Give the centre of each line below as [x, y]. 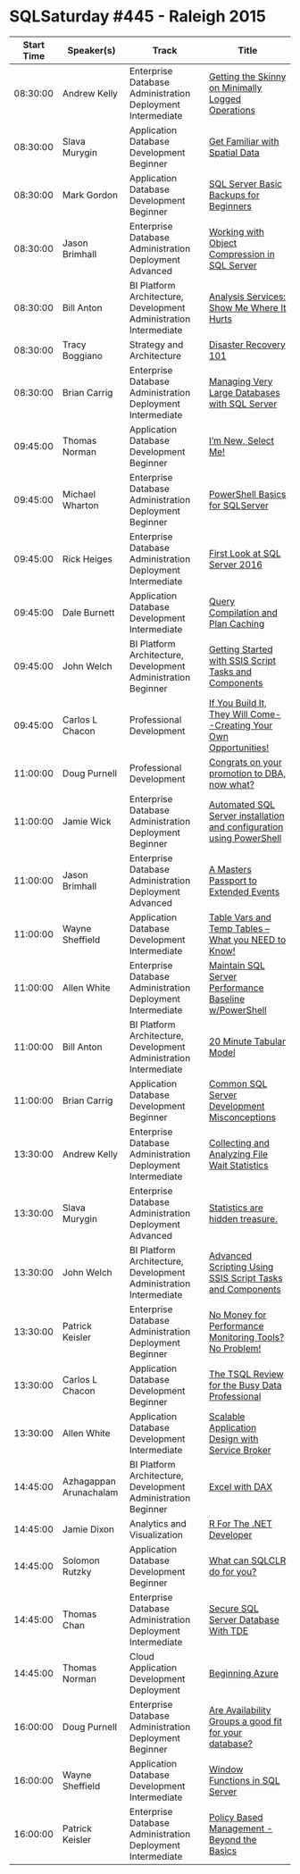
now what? [231, 784]
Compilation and [243, 612]
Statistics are [236, 1208]
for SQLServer [239, 505]
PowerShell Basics [247, 494]
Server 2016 [236, 565]
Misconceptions [242, 1117]
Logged [225, 98]
